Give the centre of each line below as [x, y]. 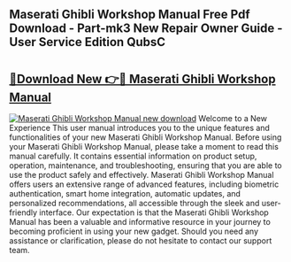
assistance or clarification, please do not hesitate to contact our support [141, 241]
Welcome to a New [233, 118]
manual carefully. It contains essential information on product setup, [133, 156]
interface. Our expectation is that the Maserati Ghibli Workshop [154, 212]
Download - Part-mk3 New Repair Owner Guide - [146, 29]
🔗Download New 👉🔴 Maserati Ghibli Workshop [142, 79]
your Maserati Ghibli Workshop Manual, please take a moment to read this [144, 146]
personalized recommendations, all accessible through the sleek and [134, 203]
